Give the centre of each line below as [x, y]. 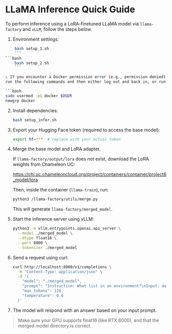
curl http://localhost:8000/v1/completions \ [62, 267]
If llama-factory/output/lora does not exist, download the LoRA [81, 159]
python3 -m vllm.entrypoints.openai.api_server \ [67, 228]
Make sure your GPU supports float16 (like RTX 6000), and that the [89, 320]
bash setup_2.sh [32, 63]
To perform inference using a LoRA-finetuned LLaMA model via [72, 24]
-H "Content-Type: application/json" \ [60, 272]
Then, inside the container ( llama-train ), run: [61, 190]
